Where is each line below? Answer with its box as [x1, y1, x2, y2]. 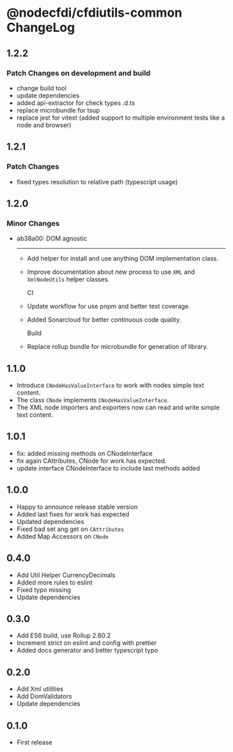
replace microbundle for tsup [16, 106, 100, 114]
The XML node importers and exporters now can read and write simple [16, 403, 220, 411]
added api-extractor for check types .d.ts [16, 99, 135, 107]
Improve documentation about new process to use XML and [26, 268, 195, 276]
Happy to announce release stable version [16, 502, 138, 511]
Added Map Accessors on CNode [16, 532, 109, 540]
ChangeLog [6, 19, 75, 35]
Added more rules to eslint [16, 578, 93, 587]
